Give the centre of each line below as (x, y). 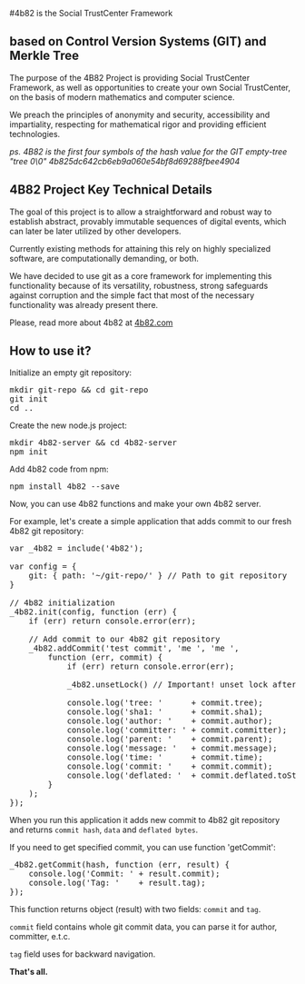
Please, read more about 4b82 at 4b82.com (91, 323)
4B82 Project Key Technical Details (111, 190)
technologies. (35, 134)
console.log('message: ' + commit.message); (172, 748)
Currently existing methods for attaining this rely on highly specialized (140, 248)
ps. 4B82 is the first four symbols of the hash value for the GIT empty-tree (148, 151)
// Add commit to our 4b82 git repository (124, 639)
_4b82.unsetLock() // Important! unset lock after (182, 685)
